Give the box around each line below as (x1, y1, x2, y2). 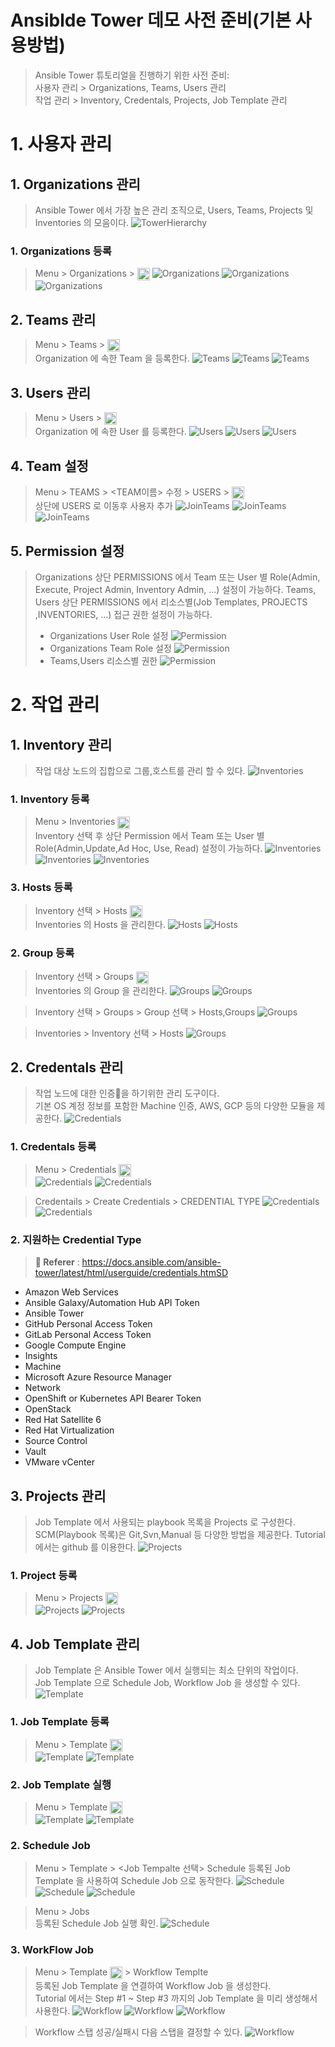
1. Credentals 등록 (10, 1140, 97, 1154)
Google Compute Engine (24, 1339, 127, 1351)
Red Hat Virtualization (24, 1424, 115, 1436)
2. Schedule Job (10, 1839, 91, 1853)
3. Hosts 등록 (10, 880, 73, 894)
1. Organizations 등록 (10, 244, 112, 258)
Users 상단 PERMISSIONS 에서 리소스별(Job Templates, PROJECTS (34, 596, 308, 608)
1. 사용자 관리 (10, 133, 113, 156)
